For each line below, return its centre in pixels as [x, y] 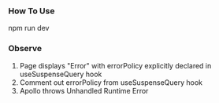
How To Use [32, 11]
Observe [25, 49]
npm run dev [29, 28]
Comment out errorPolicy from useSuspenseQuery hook [111, 82]
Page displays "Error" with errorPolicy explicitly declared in [115, 65]
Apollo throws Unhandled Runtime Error [84, 90]
